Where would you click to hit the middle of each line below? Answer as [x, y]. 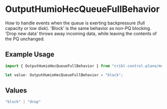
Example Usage [30, 54]
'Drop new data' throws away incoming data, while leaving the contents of [81, 33]
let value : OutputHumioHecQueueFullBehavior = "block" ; [64, 75]
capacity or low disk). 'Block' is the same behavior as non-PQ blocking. [78, 28]
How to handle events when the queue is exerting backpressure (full [75, 23]
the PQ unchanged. [25, 39]
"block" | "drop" [23, 102]
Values [16, 90]
